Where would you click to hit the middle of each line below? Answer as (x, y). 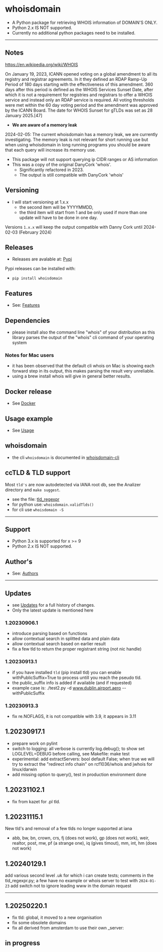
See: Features (26, 305)
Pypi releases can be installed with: (40, 269)
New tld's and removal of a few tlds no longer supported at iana (69, 829)
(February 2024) (35, 232)
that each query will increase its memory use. (50, 150)
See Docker (24, 403)
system (19, 343)
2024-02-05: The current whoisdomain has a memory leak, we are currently (81, 134)
